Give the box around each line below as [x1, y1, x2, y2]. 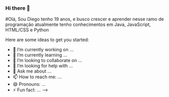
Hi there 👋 [5, 5, 31, 12]
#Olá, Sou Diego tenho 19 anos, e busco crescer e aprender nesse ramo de [5, 16, 164, 22]
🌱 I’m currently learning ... [12, 52, 68, 58]
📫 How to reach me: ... [12, 74, 62, 80]
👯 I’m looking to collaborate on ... [12, 57, 82, 63]
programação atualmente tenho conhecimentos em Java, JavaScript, [5, 21, 151, 27]
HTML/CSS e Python [5, 27, 49, 33]
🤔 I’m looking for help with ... [12, 63, 73, 69]
